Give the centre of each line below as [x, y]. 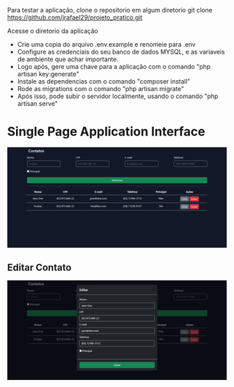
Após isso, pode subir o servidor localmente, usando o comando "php [118, 96]
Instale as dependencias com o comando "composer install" [103, 81]
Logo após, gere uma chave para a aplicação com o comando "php [114, 66]
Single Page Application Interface [106, 132]
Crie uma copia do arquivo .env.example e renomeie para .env [107, 44]
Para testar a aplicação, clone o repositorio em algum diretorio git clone [110, 10]
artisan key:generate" [48, 74]
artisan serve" [37, 103]
